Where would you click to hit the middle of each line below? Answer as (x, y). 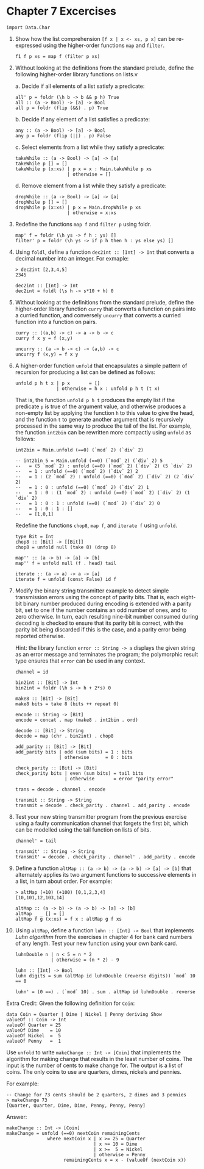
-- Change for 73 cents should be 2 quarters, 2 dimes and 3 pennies (97, 1095)
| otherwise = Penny (120, 1154)
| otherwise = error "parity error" (119, 779)
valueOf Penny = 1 (34, 1041)
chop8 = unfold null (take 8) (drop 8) (66, 547)
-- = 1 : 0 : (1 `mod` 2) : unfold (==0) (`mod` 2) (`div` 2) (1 (102, 492)
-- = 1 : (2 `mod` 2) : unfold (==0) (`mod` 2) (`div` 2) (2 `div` (105, 477)
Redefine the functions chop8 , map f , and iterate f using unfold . (96, 525)
